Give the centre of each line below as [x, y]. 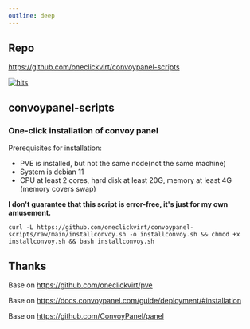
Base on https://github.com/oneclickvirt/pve [80, 285]
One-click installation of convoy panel [84, 130]
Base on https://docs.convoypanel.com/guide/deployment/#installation [125, 300]
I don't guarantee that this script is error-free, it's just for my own [118, 204]
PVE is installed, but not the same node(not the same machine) [123, 164]
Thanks [27, 266]
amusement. [30, 213]
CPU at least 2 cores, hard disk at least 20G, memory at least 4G [126, 180]
